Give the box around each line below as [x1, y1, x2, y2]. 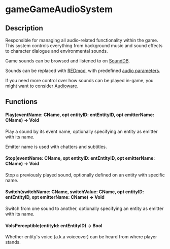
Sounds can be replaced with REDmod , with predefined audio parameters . [5, 67, 161, 74]
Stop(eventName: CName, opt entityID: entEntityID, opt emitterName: [5, 155, 155, 161]
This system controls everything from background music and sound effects [5, 43, 163, 49]
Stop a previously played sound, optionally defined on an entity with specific [5, 171, 165, 178]
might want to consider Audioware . [5, 83, 79, 89]
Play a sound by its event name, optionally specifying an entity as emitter [5, 128, 158, 134]
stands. [5, 239, 21, 245]
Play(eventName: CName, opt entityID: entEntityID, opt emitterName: [5, 112, 155, 118]
